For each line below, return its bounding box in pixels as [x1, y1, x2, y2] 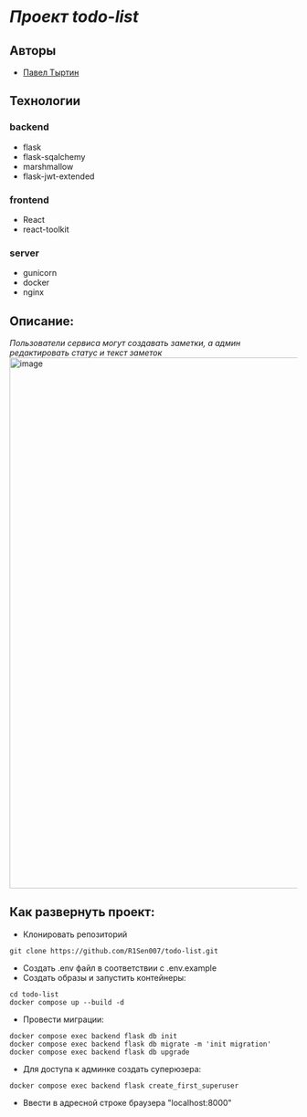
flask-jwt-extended [22, 171, 95, 182]
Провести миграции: [22, 1014, 105, 1025]
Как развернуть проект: [9, 904, 155, 920]
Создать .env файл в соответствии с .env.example [22, 962, 217, 974]
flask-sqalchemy [22, 151, 86, 162]
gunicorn [22, 268, 58, 279]
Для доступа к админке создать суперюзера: [22, 1063, 202, 1074]
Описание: [9, 313, 75, 329]
